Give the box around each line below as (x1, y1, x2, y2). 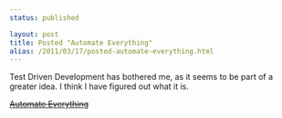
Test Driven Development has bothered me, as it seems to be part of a (9, 72, 274, 83)
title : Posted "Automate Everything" (9, 38, 153, 47)
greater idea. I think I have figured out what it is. (9, 81, 190, 92)
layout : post (9, 29, 59, 39)
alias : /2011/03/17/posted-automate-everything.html (9, 46, 214, 55)
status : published (9, 13, 79, 23)
